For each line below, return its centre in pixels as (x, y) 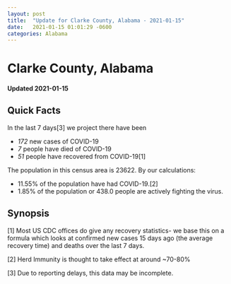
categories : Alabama (38, 34)
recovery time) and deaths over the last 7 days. (76, 245)
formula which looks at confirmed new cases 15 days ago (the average (110, 238)
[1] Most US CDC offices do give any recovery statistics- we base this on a (116, 230)
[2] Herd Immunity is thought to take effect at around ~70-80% (99, 259)
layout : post (26, 14)
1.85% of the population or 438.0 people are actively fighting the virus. (120, 191)
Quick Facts (34, 111)
